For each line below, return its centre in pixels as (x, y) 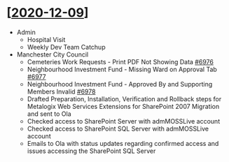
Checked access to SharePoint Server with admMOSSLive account (124, 121)
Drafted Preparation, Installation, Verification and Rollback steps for (124, 98)
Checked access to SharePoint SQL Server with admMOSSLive (118, 128)
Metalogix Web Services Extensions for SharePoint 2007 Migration (123, 106)
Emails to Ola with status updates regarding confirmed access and (123, 143)
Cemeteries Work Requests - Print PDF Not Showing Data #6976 (120, 61)
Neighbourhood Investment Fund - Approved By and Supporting (120, 84)
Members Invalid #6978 (61, 91)
